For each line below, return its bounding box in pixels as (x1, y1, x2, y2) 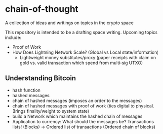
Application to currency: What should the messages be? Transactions (12, 118, 154, 124)
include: (5, 34, 22, 40)
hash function (12, 87, 41, 93)
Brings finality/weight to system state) (12, 108, 90, 114)
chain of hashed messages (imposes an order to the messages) (12, 98, 142, 103)
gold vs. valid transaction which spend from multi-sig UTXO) (19, 60, 143, 66)
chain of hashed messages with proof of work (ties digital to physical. (12, 102, 154, 109)
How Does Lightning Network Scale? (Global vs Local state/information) (12, 49, 159, 55)
